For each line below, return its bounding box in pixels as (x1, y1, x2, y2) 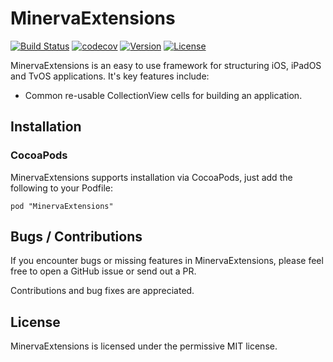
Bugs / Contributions (10, 228, 143, 246)
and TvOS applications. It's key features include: (10, 70, 210, 82)
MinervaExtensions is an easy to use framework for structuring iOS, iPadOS (10, 59, 322, 71)
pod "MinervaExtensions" (10, 201, 114, 211)
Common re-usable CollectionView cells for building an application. (24, 89, 303, 101)
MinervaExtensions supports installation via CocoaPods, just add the (10, 171, 293, 183)
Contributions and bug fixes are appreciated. (10, 285, 195, 297)
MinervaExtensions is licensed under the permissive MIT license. (10, 340, 278, 352)
